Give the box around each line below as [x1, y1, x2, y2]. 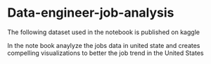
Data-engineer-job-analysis [7, 5, 174, 21]
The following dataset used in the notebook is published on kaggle [7, 28, 200, 36]
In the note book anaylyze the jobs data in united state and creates [7, 41, 200, 49]
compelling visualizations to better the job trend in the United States [7, 49, 204, 57]
